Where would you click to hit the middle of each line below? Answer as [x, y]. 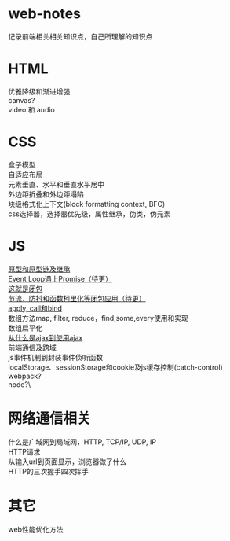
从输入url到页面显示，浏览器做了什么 [68, 462]
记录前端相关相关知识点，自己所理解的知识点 [80, 36]
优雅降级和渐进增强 [39, 91]
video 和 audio [31, 109]
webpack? [25, 376]
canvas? [22, 100]
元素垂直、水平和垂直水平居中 [56, 184]
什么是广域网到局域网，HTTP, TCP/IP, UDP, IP [82, 442]
